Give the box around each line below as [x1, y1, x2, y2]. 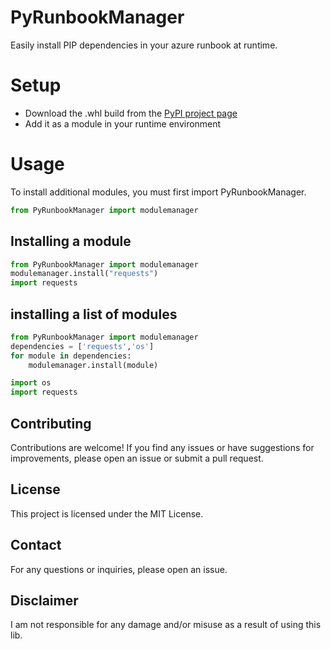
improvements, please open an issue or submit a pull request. [10, 452, 264, 464]
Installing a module [10, 233, 132, 250]
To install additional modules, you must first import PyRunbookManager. [10, 186, 307, 198]
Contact [10, 537, 62, 554]
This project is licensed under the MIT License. [10, 507, 204, 520]
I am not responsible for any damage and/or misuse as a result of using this [10, 619, 322, 631]
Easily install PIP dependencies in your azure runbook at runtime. [10, 39, 278, 51]
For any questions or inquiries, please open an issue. [10, 563, 228, 575]
